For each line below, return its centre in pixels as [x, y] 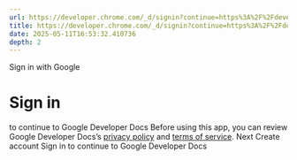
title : [21, 26]
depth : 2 [25, 42]
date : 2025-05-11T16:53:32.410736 [73, 34]
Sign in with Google [45, 67]
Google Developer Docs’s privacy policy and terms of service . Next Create [145, 137]
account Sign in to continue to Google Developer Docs [108, 146]
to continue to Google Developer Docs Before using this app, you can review [148, 127]
